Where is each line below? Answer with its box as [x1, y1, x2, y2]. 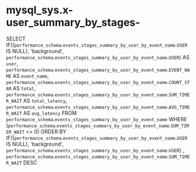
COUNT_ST [169, 79, 190, 85]
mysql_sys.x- [6, 3, 73, 17]
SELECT [6, 35, 26, 42]
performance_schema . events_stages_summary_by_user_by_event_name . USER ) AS [6, 54, 190, 61]
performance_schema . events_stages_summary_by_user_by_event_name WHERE [6, 115, 187, 122]
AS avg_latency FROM [23, 109, 77, 117]
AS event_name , [12, 72, 49, 79]
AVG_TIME [169, 104, 190, 110]
